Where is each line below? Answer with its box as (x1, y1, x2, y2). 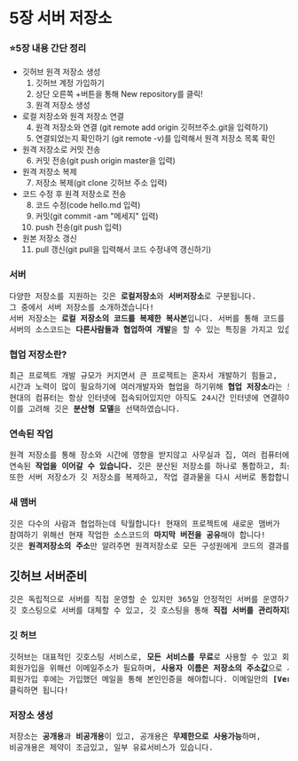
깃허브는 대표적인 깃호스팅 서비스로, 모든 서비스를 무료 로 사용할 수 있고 (9, 652, 278, 662)
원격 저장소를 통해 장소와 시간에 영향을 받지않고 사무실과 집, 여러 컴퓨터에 (9, 450, 290, 460)
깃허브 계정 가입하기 (35, 77, 105, 89)
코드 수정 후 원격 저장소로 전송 (21, 188, 127, 200)
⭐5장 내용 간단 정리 (9, 42, 87, 54)
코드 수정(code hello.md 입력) (35, 200, 141, 210)
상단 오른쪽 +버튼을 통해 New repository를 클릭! (35, 89, 204, 99)
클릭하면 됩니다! (9, 685, 69, 695)
